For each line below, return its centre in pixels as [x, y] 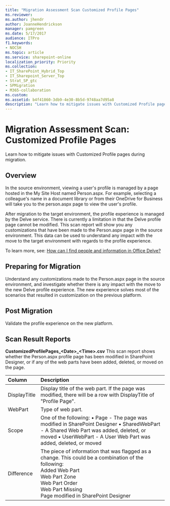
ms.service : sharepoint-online [38, 57]
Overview [21, 176]
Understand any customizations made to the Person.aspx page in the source [85, 279]
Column [17, 380]
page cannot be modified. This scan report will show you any [69, 224]
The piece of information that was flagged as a [96, 451]
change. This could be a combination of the [92, 458]
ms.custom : [17, 95]
